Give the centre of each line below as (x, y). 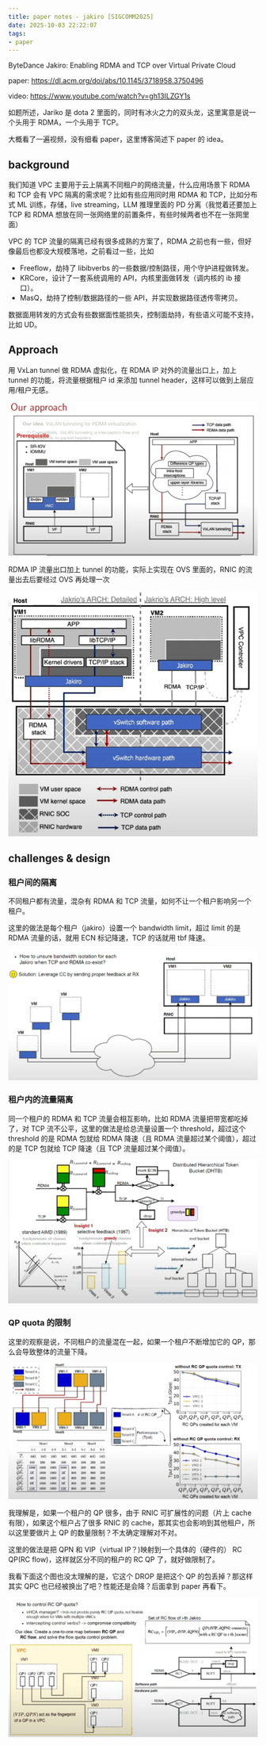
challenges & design (59, 859)
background (39, 165)
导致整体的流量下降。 (57, 1352)
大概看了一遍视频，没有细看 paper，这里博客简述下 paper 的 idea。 (118, 140)
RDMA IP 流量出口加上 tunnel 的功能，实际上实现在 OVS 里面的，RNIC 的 (127, 570)
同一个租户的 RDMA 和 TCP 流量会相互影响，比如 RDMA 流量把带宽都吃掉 (128, 1118)
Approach (33, 350)
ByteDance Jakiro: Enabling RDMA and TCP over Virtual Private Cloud (122, 65)
